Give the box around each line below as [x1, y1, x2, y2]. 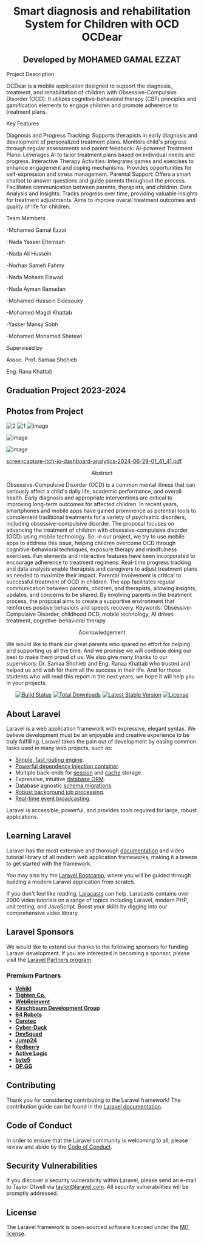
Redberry [15, 1043, 40, 1050]
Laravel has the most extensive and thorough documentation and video [6, 847, 185, 854]
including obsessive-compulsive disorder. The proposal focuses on [6, 520, 175, 527]
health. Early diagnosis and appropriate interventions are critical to [6, 494, 173, 501]
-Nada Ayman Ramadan [6, 285, 66, 293]
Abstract [91, 470, 113, 477]
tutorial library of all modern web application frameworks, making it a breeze [6, 853, 197, 860]
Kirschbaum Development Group [15, 1004, 100, 1011]
